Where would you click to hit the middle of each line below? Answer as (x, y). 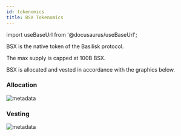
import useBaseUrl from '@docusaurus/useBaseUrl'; (72, 34)
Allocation (22, 85)
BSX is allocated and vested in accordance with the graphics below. (91, 69)
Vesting (18, 114)
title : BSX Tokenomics (35, 17)
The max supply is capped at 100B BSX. (56, 58)
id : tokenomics (25, 12)
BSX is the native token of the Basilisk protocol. (65, 46)
